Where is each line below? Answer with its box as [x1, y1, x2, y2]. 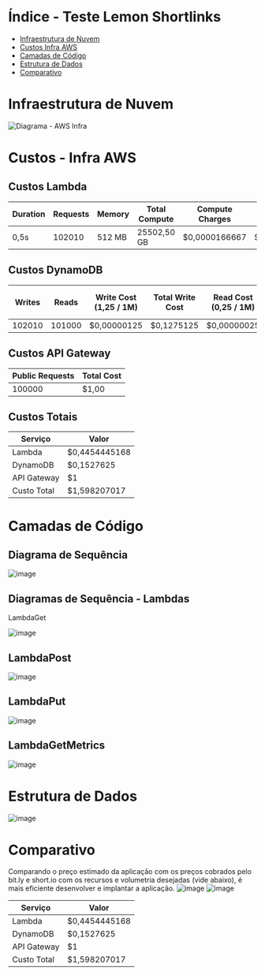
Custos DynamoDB [8, 263, 103, 277]
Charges [198, 213, 231, 224]
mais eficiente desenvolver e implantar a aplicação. [8, 883, 175, 893]
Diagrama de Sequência [8, 548, 129, 562]
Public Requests [12, 370, 75, 381]
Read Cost [212, 292, 254, 303]
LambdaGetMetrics [8, 738, 106, 753]
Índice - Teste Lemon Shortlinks [8, 8, 222, 26]
